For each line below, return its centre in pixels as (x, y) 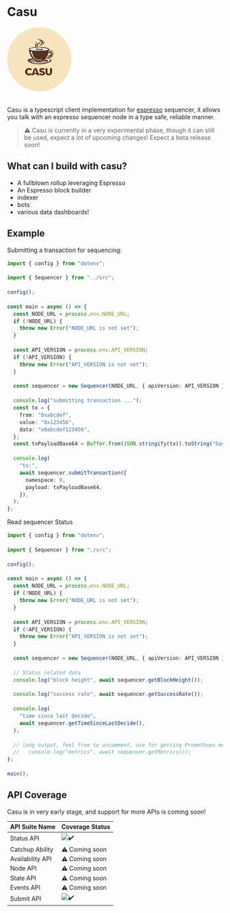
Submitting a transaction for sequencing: (64, 250)
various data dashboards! (53, 212)
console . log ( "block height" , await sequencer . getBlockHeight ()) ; (108, 680)
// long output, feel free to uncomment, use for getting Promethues (114, 745)
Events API (25, 887)
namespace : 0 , (46, 480)
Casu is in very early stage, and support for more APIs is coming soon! (107, 812)
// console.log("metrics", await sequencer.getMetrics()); (102, 752)
